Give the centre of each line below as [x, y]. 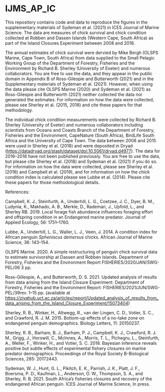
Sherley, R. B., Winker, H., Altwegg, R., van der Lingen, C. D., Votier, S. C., [80, 312]
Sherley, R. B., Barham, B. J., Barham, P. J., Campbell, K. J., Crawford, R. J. [81, 332]
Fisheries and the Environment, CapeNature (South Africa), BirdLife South [80, 135]
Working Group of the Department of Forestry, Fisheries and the [70, 63]
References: [17, 192]
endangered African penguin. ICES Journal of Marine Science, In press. [78, 384]
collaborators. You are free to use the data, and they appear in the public [79, 73]
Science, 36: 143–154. [27, 242]
